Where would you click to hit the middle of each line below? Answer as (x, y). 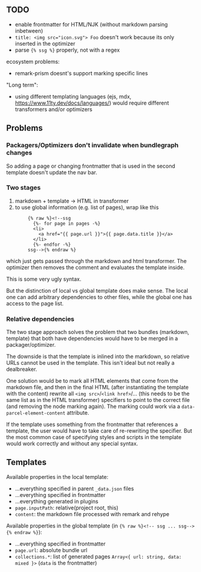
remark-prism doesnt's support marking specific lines (81, 73)
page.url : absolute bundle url (51, 550)
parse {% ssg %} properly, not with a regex (67, 50)
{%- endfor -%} (52, 245)
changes (19, 153)
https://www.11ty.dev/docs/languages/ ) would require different (92, 103)
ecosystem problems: (33, 61)
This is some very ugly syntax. (44, 279)
